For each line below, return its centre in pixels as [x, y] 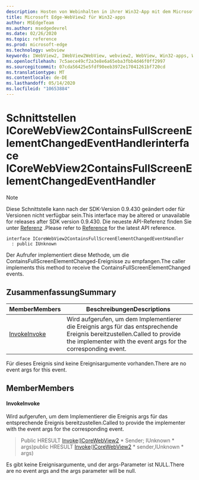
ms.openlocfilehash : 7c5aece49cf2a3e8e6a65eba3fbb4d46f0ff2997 [86, 61]
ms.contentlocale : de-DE [37, 78]
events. [15, 274]
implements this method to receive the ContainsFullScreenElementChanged [98, 267]
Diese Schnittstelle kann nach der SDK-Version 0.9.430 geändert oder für [96, 209]
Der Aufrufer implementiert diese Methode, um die [68, 255]
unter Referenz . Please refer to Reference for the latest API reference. [91, 228]
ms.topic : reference [32, 39]
